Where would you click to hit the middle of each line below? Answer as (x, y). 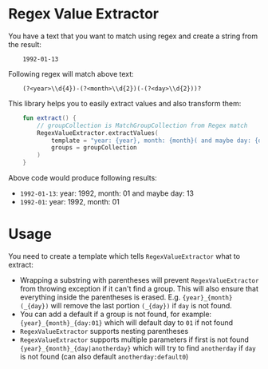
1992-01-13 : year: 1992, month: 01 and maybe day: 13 (106, 193)
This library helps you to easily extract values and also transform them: (125, 103)
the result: (25, 44)
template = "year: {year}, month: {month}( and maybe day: (151, 141)
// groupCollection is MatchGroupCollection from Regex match (142, 125)
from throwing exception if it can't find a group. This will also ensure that (139, 289)
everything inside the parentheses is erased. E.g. (100, 297)
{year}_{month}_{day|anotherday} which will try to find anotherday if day (138, 348)
